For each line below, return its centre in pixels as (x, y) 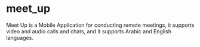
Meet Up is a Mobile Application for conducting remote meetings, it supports (100, 25)
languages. (20, 37)
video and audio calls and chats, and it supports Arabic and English (89, 31)
